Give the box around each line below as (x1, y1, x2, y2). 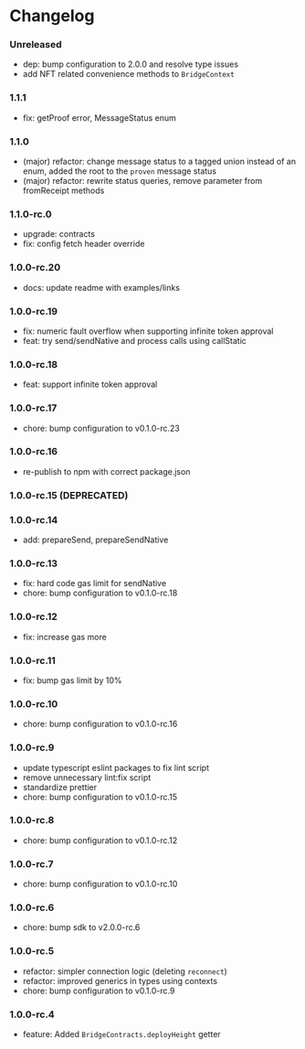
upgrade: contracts (22, 229, 96, 240)
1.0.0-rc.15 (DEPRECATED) (9, 488, 129, 501)
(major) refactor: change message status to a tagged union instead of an (22, 156, 297, 167)
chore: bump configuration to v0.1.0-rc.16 (22, 719, 178, 730)
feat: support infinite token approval (22, 379, 158, 390)
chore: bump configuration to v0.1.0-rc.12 (22, 834, 178, 846)
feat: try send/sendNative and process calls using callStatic (22, 335, 247, 346)
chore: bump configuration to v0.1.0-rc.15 (22, 791, 178, 802)
